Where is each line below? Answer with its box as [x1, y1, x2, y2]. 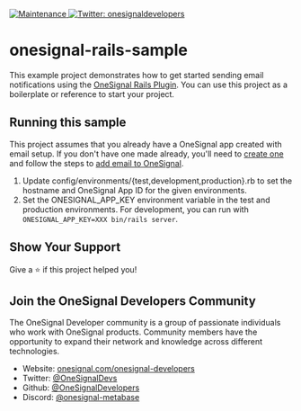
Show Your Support [9, 239, 121, 255]
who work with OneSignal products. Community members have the [9, 326, 258, 337]
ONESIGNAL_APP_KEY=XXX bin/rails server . [22, 213, 178, 224]
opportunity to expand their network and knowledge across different [9, 336, 263, 347]
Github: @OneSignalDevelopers [22, 382, 140, 393]
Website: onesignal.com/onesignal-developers [22, 363, 195, 374]
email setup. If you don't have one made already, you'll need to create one [9, 148, 285, 159]
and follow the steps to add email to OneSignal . [9, 157, 184, 168]
